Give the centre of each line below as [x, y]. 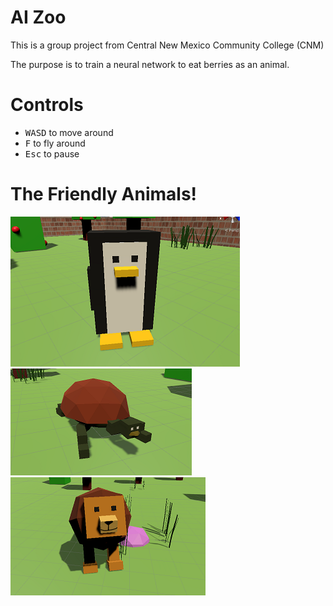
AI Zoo [38, 17]
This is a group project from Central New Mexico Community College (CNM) [167, 45]
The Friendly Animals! [104, 194]
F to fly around [55, 143]
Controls [47, 105]
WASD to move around [69, 132]
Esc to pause [52, 153]
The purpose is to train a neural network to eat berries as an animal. [150, 64]
